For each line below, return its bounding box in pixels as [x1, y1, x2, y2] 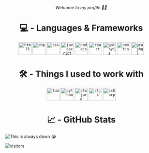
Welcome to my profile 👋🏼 [55, 5, 107, 10]
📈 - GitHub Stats [46, 114, 116, 125]
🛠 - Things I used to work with [19, 68, 144, 79]
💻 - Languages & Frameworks [19, 23, 143, 33]
